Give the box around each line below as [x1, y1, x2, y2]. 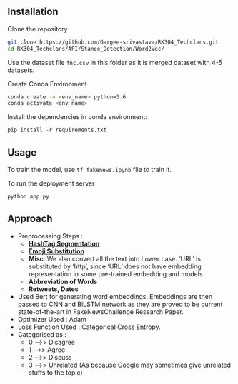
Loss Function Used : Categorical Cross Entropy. [17, 323, 161, 331]
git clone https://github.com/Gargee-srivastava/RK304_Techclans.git [7, 39, 219, 46]
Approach [7, 213, 53, 225]
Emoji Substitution [28, 246, 84, 256]
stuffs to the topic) [28, 368, 84, 377]
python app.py [7, 193, 50, 200]
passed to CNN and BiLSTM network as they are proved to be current [17, 300, 223, 308]
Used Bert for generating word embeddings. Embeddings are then [17, 292, 213, 300]
